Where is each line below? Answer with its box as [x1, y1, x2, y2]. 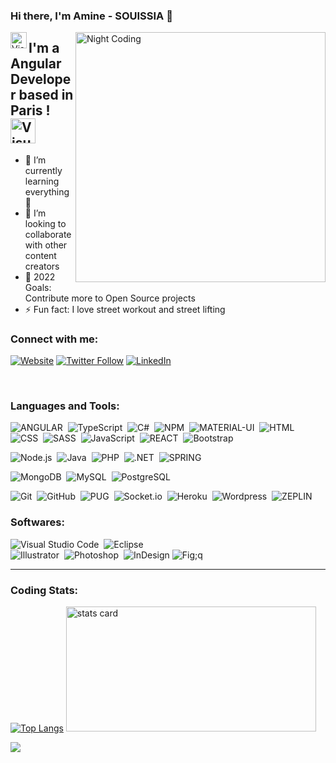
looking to [24, 217, 67, 229]
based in [18, 87, 74, 104]
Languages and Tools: [10, 399, 120, 413]
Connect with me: [10, 332, 99, 346]
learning [24, 175, 60, 187]
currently [24, 164, 63, 176]
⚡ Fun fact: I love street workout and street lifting [24, 303, 226, 315]
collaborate [24, 228, 72, 240]
